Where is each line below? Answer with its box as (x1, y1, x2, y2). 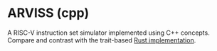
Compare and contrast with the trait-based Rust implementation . (7, 35, 196, 44)
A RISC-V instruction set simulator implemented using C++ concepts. (7, 28, 210, 37)
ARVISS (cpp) (7, 5, 90, 21)
